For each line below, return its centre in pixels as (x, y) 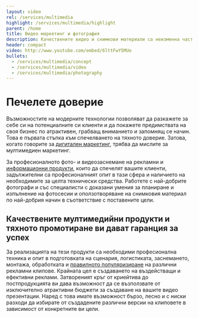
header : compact (26, 45)
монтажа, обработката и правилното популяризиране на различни (91, 264)
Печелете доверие (55, 102)
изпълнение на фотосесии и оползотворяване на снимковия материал (96, 194)
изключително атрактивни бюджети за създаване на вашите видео (92, 290)
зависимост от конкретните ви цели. (53, 309)
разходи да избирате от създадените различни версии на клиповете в (96, 302)
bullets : (17, 56)
